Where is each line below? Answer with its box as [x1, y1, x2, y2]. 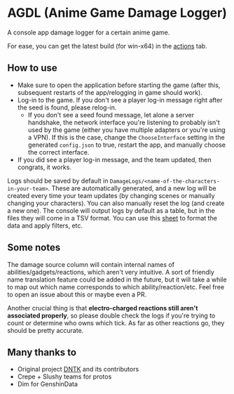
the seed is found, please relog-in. [17, 103, 117, 112]
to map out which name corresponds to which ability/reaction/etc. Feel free [7, 282, 225, 291]
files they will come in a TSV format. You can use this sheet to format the [7, 214, 217, 222]
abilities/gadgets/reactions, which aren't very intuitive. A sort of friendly [7, 268, 215, 276]
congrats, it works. [17, 163, 72, 171]
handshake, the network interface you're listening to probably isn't [27, 118, 221, 126]
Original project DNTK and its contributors [17, 365, 139, 374]
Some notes [7, 242, 61, 254]
